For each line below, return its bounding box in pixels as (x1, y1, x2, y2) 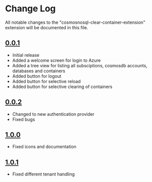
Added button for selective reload (12, 78, 81, 84)
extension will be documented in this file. (5, 24, 88, 30)
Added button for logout (12, 73, 62, 79)
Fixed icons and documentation (12, 144, 76, 150)
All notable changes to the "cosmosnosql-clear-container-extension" (5, 19, 146, 25)
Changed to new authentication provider (12, 111, 95, 117)
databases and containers (12, 68, 66, 74)
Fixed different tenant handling (12, 171, 75, 177)
